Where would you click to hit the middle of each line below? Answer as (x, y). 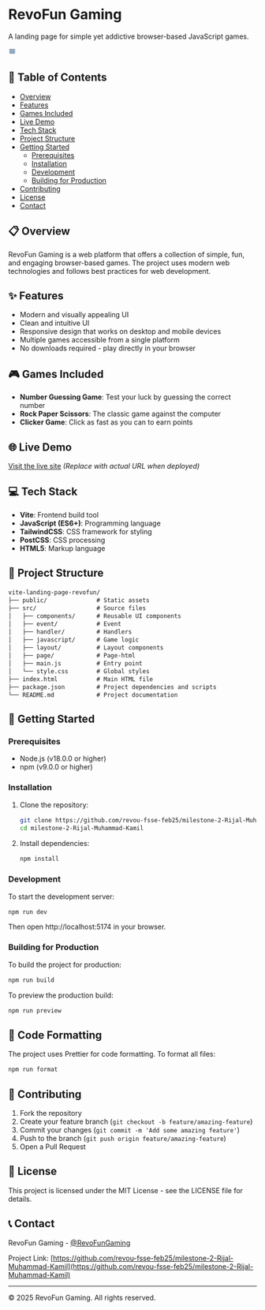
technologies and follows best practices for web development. (110, 271)
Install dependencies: (54, 844)
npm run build (32, 980)
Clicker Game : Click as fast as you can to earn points (106, 422)
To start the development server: (62, 896)
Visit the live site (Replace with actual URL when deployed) (104, 466)
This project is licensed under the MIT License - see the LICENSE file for (125, 1190)
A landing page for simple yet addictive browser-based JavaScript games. (129, 36)
